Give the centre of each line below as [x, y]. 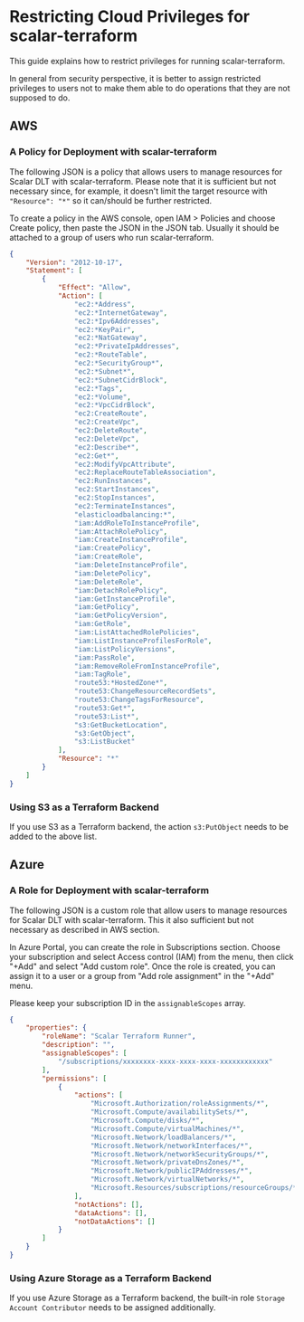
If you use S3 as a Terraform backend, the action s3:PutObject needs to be [149, 826]
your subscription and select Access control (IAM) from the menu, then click [152, 956]
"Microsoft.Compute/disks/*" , [147, 1121]
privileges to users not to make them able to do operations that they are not [150, 88]
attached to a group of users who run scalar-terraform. [112, 237]
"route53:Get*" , [104, 708]
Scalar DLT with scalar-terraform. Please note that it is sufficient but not [143, 181]
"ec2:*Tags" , [99, 388]
